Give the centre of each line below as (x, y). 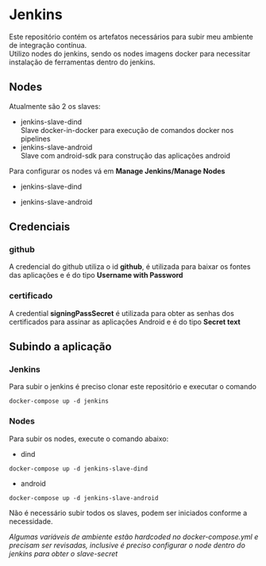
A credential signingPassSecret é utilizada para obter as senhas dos (122, 313)
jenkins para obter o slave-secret (64, 553)
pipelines (35, 139)
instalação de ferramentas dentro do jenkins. (82, 62)
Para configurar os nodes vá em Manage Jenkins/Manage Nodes (117, 171)
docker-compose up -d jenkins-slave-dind (79, 468)
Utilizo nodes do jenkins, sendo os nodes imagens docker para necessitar (130, 53)
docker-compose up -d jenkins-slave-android (84, 498)
